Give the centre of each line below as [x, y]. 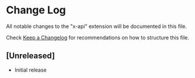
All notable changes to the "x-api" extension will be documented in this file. [97, 26]
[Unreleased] [31, 56]
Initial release [30, 70]
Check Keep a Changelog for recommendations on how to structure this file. [98, 37]
